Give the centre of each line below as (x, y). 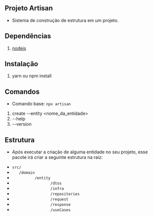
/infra (57, 189)
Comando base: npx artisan (41, 104)
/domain (27, 173)
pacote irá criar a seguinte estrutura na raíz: (57, 157)
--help (19, 119)
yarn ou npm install (32, 76)
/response (60, 205)
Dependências (28, 36)
